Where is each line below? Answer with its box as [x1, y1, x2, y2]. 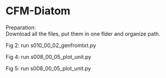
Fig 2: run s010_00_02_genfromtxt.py [5, 42, 97, 49]
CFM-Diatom [5, 4, 71, 18]
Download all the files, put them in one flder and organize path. [5, 30, 161, 37]
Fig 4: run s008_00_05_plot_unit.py [5, 53, 92, 60]
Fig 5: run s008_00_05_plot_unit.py [5, 64, 91, 72]
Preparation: [5, 24, 36, 31]
